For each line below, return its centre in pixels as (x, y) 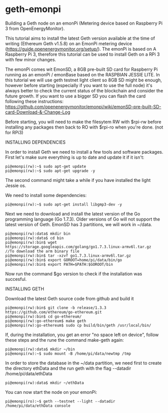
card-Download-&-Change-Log (38, 112)
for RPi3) (14, 132)
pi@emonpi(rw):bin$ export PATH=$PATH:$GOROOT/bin (59, 264)
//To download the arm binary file (42, 251)
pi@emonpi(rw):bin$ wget (31, 242)
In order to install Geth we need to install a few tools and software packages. (84, 152)
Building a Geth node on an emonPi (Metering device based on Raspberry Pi (84, 23)
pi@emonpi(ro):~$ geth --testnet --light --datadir (60, 401)
